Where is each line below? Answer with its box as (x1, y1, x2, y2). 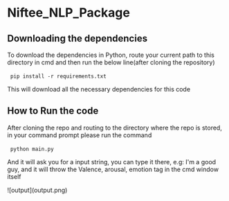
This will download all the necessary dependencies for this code (7, 85, 191, 93)
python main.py (10, 146, 54, 152)
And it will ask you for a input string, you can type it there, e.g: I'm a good (7, 157, 217, 166)
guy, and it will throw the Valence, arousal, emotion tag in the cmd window (7, 165, 219, 173)
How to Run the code (7, 105, 99, 117)
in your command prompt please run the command (7, 130, 152, 139)
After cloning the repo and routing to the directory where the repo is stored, (7, 123, 223, 132)
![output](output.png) (7, 186, 68, 194)
